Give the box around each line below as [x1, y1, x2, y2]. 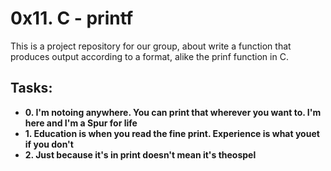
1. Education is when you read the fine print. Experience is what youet [24, 127, 320, 139]
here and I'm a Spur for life [24, 117, 138, 129]
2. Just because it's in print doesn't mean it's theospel [24, 148, 257, 161]
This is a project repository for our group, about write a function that [10, 40, 292, 52]
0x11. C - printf [10, 7, 134, 30]
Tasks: [10, 80, 53, 97]
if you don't [24, 138, 74, 150]
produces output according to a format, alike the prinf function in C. [10, 50, 289, 62]
